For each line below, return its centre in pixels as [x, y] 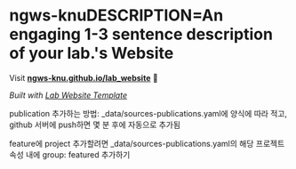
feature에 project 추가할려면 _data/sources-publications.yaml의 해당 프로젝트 [147, 143]
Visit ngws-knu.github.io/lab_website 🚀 [84, 77]
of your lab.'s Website [92, 53]
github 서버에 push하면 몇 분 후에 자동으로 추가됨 [95, 125]
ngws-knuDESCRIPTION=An [116, 16]
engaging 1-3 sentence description [141, 34]
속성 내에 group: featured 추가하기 [70, 154]
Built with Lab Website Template [68, 95]
